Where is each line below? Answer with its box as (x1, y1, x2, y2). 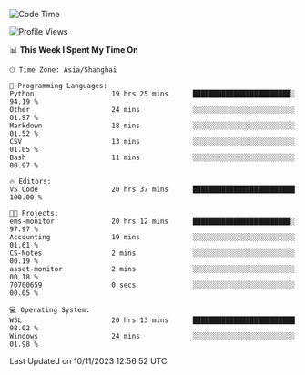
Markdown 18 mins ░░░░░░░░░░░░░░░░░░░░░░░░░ (9, 121, 296, 130)
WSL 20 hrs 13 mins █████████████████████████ (9, 316, 296, 325)
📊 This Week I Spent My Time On (9, 45, 138, 55)
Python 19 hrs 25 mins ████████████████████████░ (9, 89, 296, 98)
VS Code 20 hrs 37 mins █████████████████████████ (9, 185, 296, 194)
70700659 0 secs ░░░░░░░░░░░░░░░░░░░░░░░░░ (9, 280, 296, 289)
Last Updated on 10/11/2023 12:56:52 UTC (9, 356, 168, 366)
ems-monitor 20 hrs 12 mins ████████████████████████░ (9, 217, 296, 226)
